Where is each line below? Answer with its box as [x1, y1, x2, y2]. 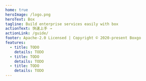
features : [5, 40, 26, 45]
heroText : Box [5, 17, 35, 22]
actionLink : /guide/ [5, 31, 49, 36]
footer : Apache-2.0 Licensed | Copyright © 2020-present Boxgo [5, 36, 141, 41]
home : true [5, 7, 28, 13]
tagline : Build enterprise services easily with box [5, 21, 119, 27]
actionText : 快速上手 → [5, 26, 52, 31]
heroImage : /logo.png [5, 12, 51, 17]
